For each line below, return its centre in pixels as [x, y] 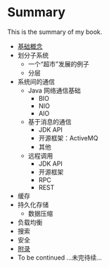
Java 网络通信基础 [54, 90]
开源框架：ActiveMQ [68, 138]
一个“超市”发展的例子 [58, 63]
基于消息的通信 [50, 121]
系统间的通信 [36, 81]
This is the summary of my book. [55, 32]
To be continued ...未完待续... [59, 257]
